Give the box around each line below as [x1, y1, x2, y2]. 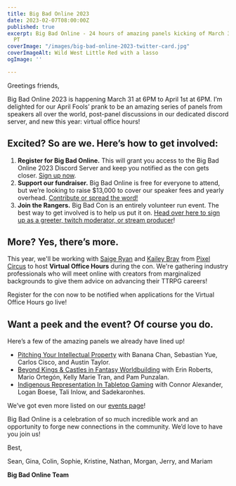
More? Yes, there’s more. [7, 236, 119, 248]
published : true [7, 23, 55, 30]
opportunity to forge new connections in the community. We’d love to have [7, 422, 223, 431]
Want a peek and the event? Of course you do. [7, 318, 214, 330]
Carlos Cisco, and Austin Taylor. [17, 358, 110, 367]
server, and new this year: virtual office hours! [7, 117, 140, 126]
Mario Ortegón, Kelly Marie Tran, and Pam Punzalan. [17, 373, 170, 382]
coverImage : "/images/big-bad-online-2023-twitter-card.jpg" [7, 43, 190, 50]
